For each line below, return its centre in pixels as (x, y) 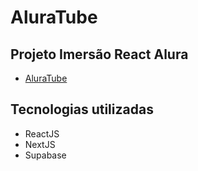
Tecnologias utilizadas (82, 109)
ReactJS (42, 133)
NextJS (40, 144)
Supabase (45, 155)
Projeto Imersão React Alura (99, 54)
